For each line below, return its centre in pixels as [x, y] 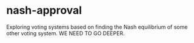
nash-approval [44, 10]
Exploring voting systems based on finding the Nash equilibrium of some [97, 27]
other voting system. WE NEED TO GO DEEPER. [66, 33]
